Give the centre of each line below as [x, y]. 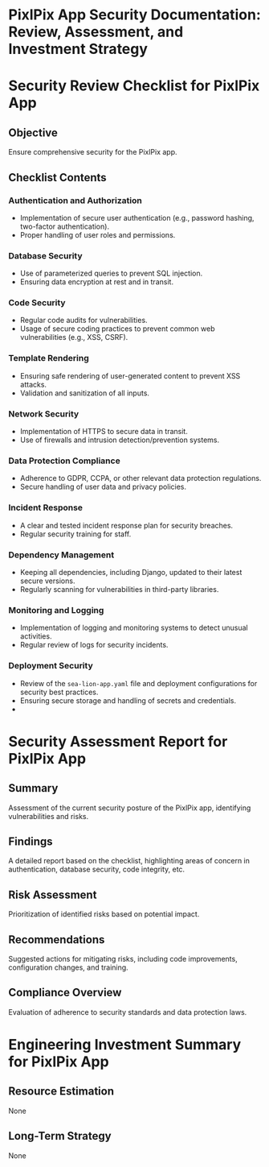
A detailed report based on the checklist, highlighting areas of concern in [129, 861]
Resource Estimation [61, 1092]
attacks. [33, 384]
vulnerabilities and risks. [49, 816]
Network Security [44, 414]
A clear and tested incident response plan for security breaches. [126, 525]
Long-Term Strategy [60, 1136]
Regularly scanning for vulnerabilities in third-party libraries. [119, 589]
